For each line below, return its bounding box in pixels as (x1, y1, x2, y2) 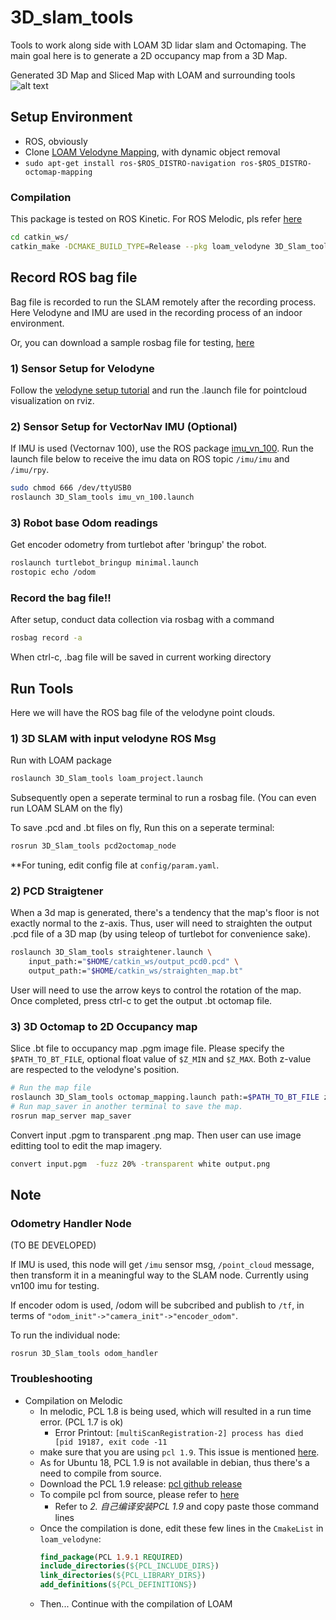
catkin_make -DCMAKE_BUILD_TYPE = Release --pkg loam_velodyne (10, 241, 271, 251)
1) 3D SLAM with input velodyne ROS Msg (10, 731, 217, 745)
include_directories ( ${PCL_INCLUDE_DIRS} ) (39, 1561, 220, 1571)
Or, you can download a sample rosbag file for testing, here (10, 336, 255, 348)
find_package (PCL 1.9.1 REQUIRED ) (39, 1552, 184, 1562)
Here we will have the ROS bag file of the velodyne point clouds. (10, 706, 276, 718)
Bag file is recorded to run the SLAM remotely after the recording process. (10, 296, 317, 308)
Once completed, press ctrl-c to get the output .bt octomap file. (10, 994, 273, 1006)
